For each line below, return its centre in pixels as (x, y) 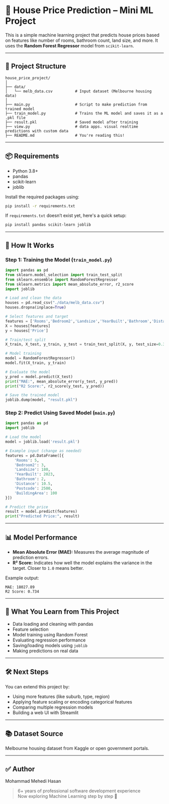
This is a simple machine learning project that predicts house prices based (82, 35)
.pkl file (16, 118)
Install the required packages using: (42, 197)
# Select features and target (37, 316)
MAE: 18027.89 (20, 587)
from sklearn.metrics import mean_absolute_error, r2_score (70, 284)
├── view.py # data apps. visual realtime (72, 126)
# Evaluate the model (28, 372)
